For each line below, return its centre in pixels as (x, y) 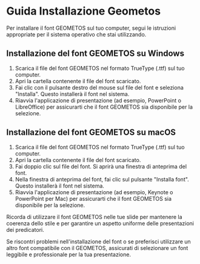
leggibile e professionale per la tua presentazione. (69, 254)
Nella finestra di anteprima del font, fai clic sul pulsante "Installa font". (102, 179)
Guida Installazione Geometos (84, 11)
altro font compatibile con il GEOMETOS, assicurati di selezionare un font (97, 248)
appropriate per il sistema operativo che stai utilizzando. (76, 34)
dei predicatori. (25, 229)
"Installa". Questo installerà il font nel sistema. (72, 94)
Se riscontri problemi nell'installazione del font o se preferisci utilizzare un (98, 242)
